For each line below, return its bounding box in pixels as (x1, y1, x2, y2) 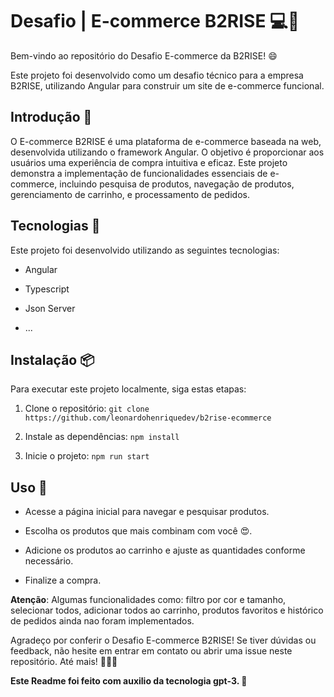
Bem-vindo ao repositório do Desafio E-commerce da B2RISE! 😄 (10, 49, 278, 62)
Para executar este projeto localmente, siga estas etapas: (10, 383, 247, 395)
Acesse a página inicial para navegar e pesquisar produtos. (24, 506, 270, 518)
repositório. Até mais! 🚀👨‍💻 (10, 656, 118, 668)
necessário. (24, 555, 74, 567)
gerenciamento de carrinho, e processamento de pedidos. (10, 188, 250, 200)
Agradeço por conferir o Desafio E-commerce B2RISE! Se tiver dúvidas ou (10, 634, 317, 647)
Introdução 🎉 (10, 109, 93, 126)
